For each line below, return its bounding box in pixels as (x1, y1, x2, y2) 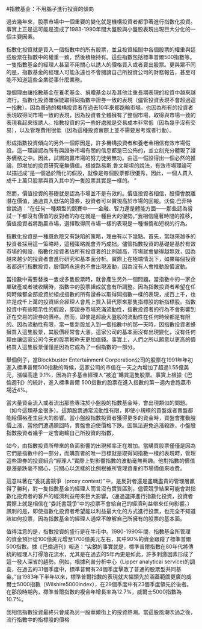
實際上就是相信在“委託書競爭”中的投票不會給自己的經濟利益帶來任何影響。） (6, 500, 193, 507)
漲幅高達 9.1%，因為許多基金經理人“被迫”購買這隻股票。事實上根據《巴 (16, 371, 192, 378)
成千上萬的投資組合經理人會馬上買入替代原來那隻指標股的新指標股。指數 (16, 298, 196, 305)
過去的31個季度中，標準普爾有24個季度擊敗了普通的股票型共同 (22, 566, 176, 572)
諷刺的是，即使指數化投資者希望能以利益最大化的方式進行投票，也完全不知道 (6, 508, 196, 515)
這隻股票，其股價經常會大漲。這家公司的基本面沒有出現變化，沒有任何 (22, 328, 196, 336)
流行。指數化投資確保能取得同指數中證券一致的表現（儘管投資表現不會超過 (6, 96, 191, 104)
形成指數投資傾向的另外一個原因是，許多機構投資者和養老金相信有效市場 (6, 139, 185, 146)
